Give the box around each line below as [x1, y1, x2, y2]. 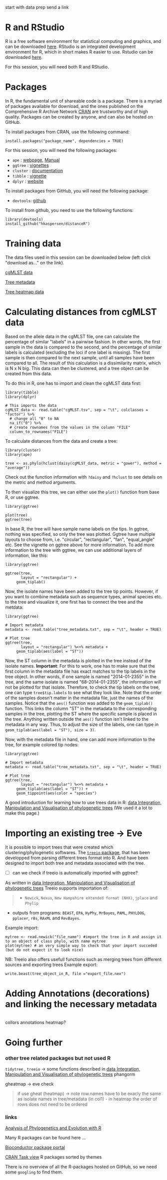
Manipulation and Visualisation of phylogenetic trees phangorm [5, 1072, 136, 1078]
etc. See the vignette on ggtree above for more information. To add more [5, 542, 155, 548]
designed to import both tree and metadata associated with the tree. [5, 860, 146, 866]
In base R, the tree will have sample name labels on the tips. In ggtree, [5, 526, 149, 532]
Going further [5, 1037, 63, 1048]
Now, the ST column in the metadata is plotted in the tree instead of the [5, 657, 152, 664]
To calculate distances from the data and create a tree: [5, 438, 118, 444]
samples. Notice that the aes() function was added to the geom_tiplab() [5, 700, 153, 706]
